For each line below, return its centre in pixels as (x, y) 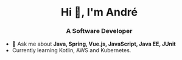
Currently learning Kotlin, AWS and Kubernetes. (72, 50)
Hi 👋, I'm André (99, 12)
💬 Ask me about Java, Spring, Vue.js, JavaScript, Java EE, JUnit (94, 44)
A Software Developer (99, 31)
